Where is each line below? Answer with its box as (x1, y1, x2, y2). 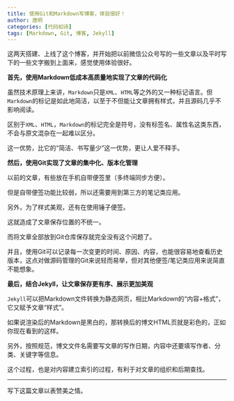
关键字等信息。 (19, 350, 63, 359)
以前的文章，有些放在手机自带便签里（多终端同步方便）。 (7, 174, 169, 182)
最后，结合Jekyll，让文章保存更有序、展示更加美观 (7, 280, 153, 288)
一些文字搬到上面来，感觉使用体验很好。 (19, 59, 136, 67)
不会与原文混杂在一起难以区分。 (7, 129, 99, 137)
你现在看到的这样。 (7, 327, 63, 335)
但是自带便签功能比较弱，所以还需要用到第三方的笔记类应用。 (7, 188, 185, 197)
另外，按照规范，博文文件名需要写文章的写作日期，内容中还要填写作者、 (7, 342, 214, 350)
